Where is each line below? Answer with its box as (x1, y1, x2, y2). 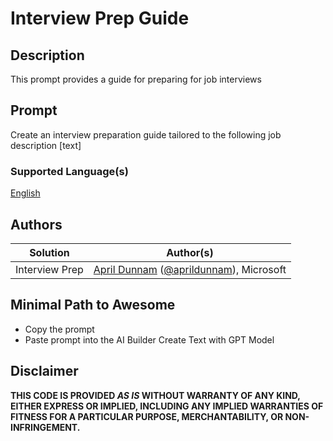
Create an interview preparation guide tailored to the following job (10, 128, 282, 141)
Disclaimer (10, 363, 79, 380)
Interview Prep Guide (10, 7, 190, 30)
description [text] (10, 139, 82, 151)
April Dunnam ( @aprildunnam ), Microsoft (93, 262, 287, 276)
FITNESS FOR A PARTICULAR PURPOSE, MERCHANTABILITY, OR (10, 410, 284, 422)
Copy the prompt (24, 323, 95, 335)
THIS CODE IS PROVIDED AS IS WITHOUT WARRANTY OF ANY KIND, (10, 389, 301, 401)
